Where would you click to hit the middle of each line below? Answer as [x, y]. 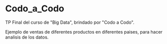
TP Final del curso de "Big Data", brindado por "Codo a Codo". [70, 22]
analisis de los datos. [27, 37]
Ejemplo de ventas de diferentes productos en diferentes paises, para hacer [84, 32]
